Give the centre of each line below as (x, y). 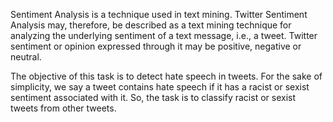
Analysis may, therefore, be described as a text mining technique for (151, 25)
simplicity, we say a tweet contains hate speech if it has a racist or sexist (160, 87)
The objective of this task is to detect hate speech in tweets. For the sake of (166, 76)
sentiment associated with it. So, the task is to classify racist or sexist (153, 97)
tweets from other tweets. (63, 108)
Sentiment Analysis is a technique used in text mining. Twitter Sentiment (159, 14)
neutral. (26, 57)
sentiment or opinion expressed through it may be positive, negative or (156, 46)
